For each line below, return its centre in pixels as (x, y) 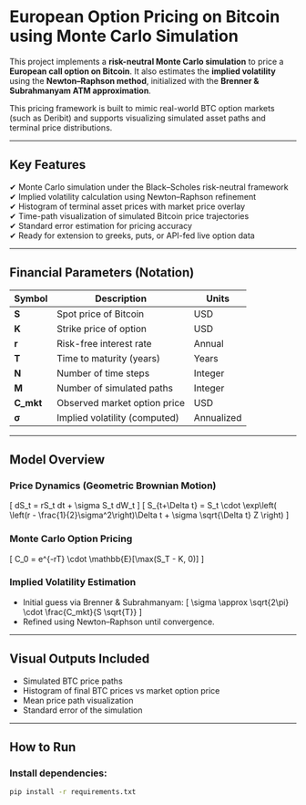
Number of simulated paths (114, 388)
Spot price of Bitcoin (100, 314)
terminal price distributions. (61, 127)
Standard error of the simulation (82, 710)
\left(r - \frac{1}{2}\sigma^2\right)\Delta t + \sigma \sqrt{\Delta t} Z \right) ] (149, 515)
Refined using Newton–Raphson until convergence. (119, 622)
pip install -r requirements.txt (73, 792)
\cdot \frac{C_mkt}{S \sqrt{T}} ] (82, 612)
